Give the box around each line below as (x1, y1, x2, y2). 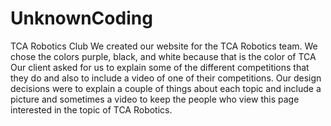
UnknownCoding (10, 7, 153, 30)
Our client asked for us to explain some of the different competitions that (10, 61, 310, 73)
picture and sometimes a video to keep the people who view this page (10, 93, 300, 105)
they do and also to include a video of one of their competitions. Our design (10, 72, 322, 84)
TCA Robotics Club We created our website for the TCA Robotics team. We (10, 40, 318, 52)
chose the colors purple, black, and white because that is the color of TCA (10, 50, 317, 62)
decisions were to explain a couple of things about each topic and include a (10, 82, 322, 94)
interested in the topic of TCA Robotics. (10, 103, 173, 116)
